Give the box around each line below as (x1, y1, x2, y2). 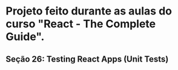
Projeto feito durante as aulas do (5, 4, 172, 18)
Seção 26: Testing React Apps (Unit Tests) (5, 54, 169, 64)
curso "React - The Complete (5, 17, 156, 31)
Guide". (5, 30, 45, 43)
